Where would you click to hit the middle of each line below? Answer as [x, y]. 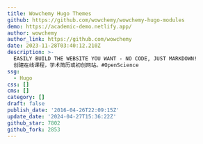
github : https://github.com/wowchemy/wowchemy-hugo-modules [96, 20]
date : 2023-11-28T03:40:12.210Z [54, 46]
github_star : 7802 [34, 123]
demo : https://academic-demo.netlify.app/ [70, 26]
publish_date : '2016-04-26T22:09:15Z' [63, 110]
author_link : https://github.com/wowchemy [70, 39]
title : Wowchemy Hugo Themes [49, 13]
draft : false [26, 104]
